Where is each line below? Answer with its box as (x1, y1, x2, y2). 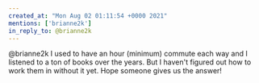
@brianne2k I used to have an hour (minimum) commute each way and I (8, 49, 248, 59)
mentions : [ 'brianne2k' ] (8, 19, 92, 27)
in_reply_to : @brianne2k (8, 27, 92, 35)
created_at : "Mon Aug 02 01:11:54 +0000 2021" (8, 11, 168, 20)
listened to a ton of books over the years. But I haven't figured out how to (8, 57, 252, 67)
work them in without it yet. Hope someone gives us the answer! (8, 66, 222, 76)
